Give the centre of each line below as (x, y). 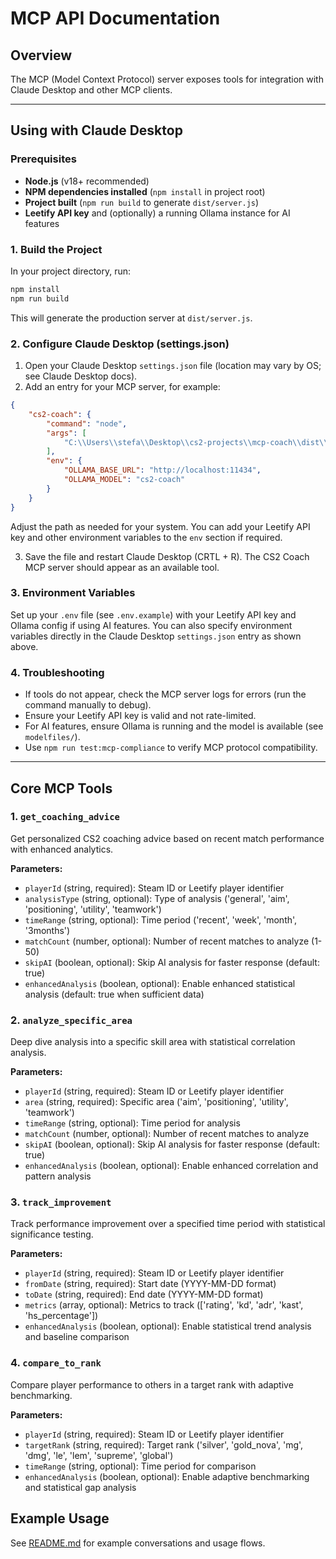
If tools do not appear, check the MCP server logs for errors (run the (165, 694)
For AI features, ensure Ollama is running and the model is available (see (174, 726)
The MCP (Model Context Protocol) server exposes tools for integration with (167, 79)
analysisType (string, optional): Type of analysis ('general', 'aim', (157, 898)
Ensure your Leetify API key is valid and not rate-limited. (140, 716)
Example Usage (60, 1518)
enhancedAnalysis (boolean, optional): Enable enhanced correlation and (171, 1166)
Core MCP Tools (61, 788)
